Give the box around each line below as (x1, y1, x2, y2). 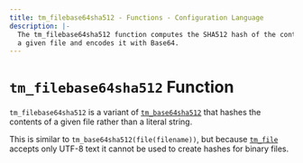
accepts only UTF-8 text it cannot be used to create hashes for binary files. (9, 143, 289, 154)
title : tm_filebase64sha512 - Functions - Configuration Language (9, 13, 264, 23)
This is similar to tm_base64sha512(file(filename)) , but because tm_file (9, 134, 279, 145)
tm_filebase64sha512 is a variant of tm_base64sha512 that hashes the (9, 107, 262, 118)
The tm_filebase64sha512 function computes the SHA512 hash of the (17, 30, 277, 39)
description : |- (9, 22, 70, 31)
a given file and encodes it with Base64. (17, 38, 179, 48)
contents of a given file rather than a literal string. (9, 116, 193, 127)
